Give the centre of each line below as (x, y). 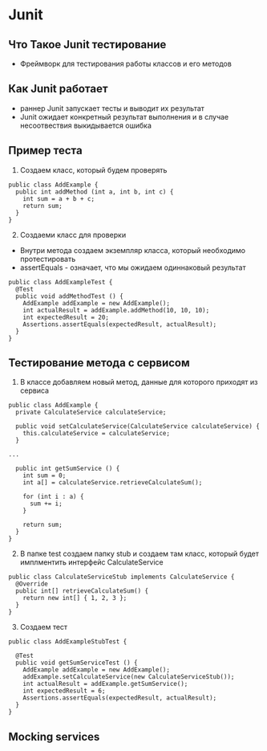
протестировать (48, 259)
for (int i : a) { (53, 497)
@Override (32, 584)
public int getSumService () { (68, 469)
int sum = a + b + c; (59, 198)
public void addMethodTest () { (70, 296)
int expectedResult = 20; (66, 317)
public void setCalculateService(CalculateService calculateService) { (138, 427)
